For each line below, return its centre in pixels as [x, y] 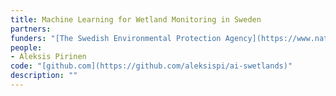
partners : [31, 29]
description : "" [44, 76]
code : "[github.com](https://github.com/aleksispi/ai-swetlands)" [151, 66]
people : [26, 47]
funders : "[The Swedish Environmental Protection [116, 38]
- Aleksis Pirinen [48, 57]
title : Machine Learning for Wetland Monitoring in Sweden [136, 19]
